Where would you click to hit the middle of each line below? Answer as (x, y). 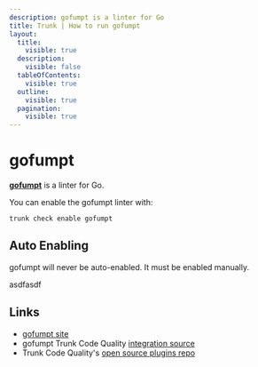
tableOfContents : (49, 76)
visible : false (53, 68)
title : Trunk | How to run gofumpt (75, 26)
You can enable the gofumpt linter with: (81, 203)
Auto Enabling (49, 246)
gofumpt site (45, 333)
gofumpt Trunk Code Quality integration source (108, 343)
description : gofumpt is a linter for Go (87, 17)
